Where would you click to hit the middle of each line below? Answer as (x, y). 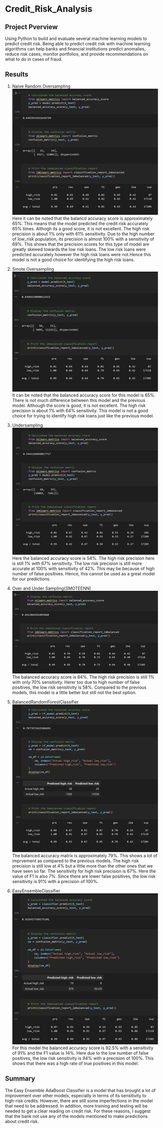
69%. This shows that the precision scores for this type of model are (81, 244)
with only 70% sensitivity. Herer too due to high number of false (76, 682)
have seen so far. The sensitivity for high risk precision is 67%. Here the (84, 871)
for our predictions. (31, 579)
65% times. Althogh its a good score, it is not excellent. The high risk (81, 229)
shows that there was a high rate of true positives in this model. (75, 1063)
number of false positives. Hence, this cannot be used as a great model (83, 574)
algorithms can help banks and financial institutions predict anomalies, (75, 49)
